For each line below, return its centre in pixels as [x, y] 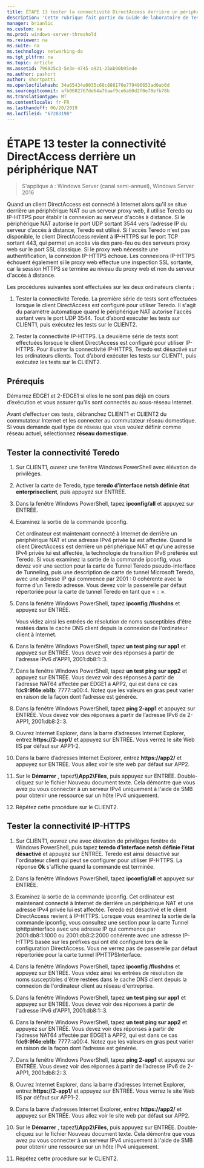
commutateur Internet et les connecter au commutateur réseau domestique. [101, 421]
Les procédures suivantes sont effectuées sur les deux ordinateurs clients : [101, 287]
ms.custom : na [25, 29]
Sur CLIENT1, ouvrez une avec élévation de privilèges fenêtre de [96, 841]
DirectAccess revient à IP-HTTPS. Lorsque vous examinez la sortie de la [106, 916]
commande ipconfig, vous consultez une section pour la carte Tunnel [102, 922]
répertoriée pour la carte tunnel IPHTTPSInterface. [78, 954]
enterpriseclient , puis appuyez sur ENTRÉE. [71, 492]
